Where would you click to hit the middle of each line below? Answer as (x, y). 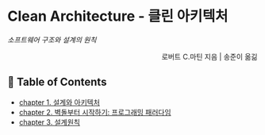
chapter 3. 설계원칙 (50, 122)
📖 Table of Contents (57, 82)
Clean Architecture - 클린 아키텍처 (118, 16)
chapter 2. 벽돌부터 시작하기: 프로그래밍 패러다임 (95, 112)
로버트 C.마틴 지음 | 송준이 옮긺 (209, 56)
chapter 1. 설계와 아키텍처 (60, 102)
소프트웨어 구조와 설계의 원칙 (52, 40)
